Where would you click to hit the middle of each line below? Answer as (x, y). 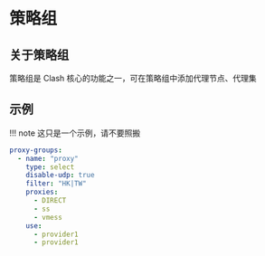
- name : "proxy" (48, 158)
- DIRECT (50, 201)
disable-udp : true (60, 175)
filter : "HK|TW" (57, 184)
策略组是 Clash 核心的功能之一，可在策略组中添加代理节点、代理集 (133, 78)
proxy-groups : (36, 150)
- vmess (48, 217)
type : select (50, 167)
